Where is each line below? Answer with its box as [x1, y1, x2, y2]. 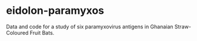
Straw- [174, 23, 191, 30]
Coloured [6, 29, 29, 36]
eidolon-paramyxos [6, 4, 105, 17]
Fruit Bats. [29, 29, 55, 36]
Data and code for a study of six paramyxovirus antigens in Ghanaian [6, 23, 173, 30]
